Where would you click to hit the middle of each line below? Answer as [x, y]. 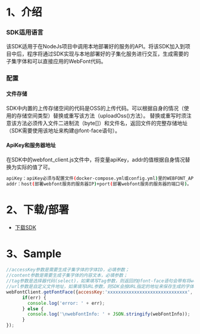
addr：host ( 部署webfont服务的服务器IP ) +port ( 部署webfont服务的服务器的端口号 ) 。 [99, 184]
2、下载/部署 [38, 210]
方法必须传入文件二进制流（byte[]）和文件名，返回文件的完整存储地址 [102, 123]
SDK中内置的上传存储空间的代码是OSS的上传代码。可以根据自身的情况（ [95, 108]
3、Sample [34, 253]
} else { [33, 309]
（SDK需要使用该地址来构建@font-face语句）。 [63, 130]
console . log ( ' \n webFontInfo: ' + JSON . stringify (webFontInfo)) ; [109, 314]
